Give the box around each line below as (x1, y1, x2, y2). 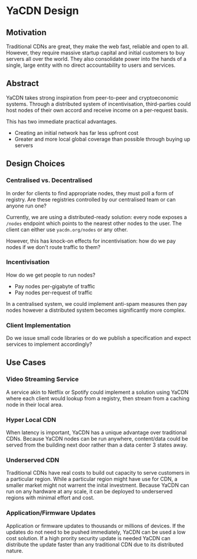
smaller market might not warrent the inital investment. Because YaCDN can (6, 482, 189, 489)
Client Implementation (6, 321, 71, 329)
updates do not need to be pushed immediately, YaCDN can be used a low (6, 529, 186, 536)
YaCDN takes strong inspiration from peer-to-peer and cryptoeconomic (6, 94, 179, 101)
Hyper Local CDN (6, 415, 57, 424)
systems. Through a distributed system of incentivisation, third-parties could (6, 100, 191, 107)
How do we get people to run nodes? (6, 271, 96, 278)
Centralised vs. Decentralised (6, 176, 93, 185)
